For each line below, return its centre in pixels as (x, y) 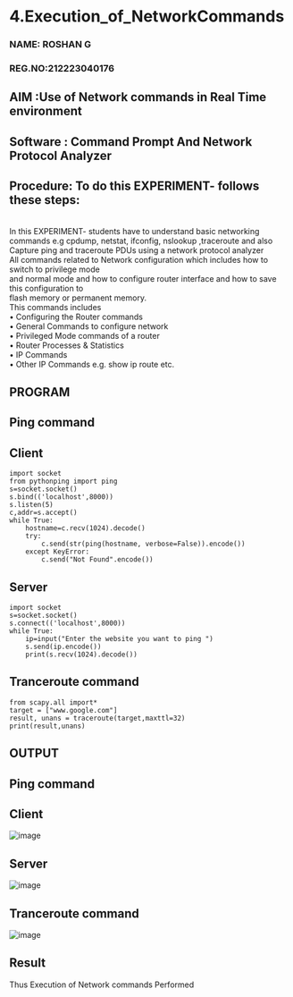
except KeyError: (58, 552)
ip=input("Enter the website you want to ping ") (120, 639)
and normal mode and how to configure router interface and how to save (143, 278)
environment (46, 111)
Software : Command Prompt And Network (131, 142)
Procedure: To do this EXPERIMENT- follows (134, 186)
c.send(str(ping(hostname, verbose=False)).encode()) (143, 544)
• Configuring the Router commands (76, 317)
